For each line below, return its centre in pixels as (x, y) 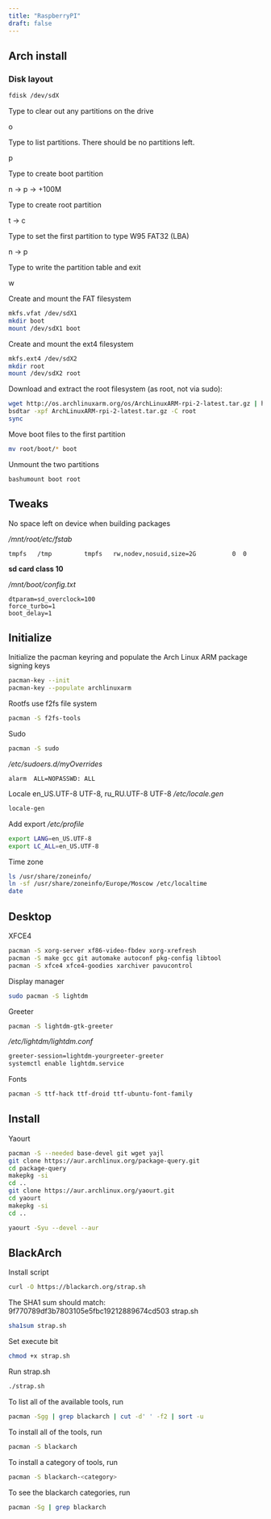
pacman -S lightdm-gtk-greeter (61, 1026)
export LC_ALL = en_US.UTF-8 (54, 846)
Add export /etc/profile (46, 824)
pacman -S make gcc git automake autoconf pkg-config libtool (115, 958)
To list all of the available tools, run (66, 1401)
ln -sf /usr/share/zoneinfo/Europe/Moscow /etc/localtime (108, 884)
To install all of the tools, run (55, 1432)
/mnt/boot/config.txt (42, 584)
